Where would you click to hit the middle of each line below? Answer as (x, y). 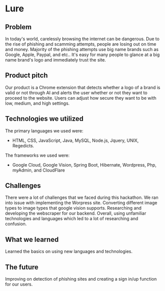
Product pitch (26, 76)
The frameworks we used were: (38, 155)
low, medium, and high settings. (38, 103)
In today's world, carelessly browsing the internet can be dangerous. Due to (82, 39)
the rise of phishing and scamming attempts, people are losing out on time (81, 44)
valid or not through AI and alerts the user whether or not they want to (76, 93)
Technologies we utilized (44, 119)
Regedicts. (23, 145)
